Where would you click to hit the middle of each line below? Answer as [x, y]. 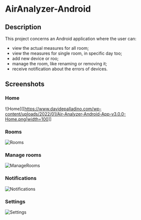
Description [23, 27]
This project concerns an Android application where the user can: [71, 39]
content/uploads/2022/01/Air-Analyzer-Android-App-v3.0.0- [66, 114]
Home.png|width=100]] [28, 119]
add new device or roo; [35, 59]
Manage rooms [23, 155]
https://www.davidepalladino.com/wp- [63, 109]
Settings [15, 201]
